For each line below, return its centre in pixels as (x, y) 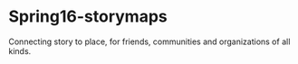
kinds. (20, 50)
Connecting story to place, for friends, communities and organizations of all (149, 41)
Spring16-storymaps (88, 17)
